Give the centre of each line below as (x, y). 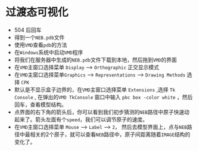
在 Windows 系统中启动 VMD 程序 (49, 52)
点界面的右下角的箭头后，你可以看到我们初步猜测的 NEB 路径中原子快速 (99, 112)
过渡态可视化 (37, 12)
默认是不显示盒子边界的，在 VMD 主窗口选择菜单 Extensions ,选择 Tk (95, 90)
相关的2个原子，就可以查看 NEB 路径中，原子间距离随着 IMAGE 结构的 (110, 134)
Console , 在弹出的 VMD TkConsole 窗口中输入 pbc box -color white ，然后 (103, 97)
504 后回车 (28, 30)
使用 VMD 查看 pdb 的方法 (41, 45)
